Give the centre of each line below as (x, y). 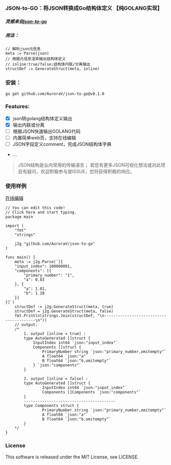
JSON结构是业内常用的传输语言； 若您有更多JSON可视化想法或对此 (89, 165)
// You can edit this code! (35, 208)
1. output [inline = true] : (55, 334)
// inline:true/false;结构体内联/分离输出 (48, 64)
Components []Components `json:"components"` (91, 392)
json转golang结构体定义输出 (43, 118)
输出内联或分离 (28, 125)
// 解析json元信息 (23, 49)
